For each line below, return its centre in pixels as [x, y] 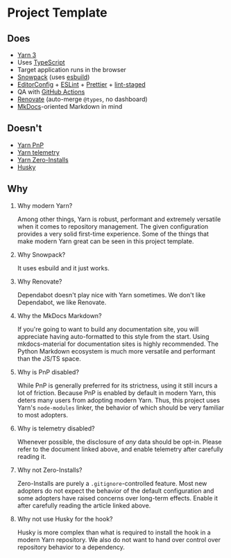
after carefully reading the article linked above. [84, 505]
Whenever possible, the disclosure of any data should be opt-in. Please [119, 442]
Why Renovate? [40, 281]
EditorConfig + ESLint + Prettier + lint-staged [81, 84]
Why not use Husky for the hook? [65, 518]
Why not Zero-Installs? [50, 470]
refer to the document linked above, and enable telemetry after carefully [120, 449]
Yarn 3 [27, 55]
